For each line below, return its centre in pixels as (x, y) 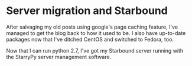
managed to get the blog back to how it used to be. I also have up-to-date (96, 33)
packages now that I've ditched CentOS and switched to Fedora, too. (90, 39)
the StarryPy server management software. (59, 57)
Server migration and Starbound (87, 11)
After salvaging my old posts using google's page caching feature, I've (92, 27)
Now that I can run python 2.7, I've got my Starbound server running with (95, 50)
